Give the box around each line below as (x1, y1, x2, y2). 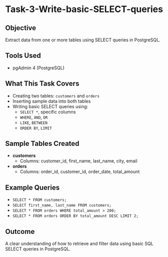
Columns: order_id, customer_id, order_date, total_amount (20, 168, 140, 175)
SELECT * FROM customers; (12, 198, 67, 203)
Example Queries (5, 183, 60, 192)
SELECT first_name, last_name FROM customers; (12, 203, 112, 208)
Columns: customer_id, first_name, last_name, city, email (20, 158, 138, 164)
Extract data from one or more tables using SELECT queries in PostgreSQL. (5, 37, 160, 43)
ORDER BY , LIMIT (20, 125, 52, 131)
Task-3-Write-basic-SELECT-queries (5, 4, 163, 15)
